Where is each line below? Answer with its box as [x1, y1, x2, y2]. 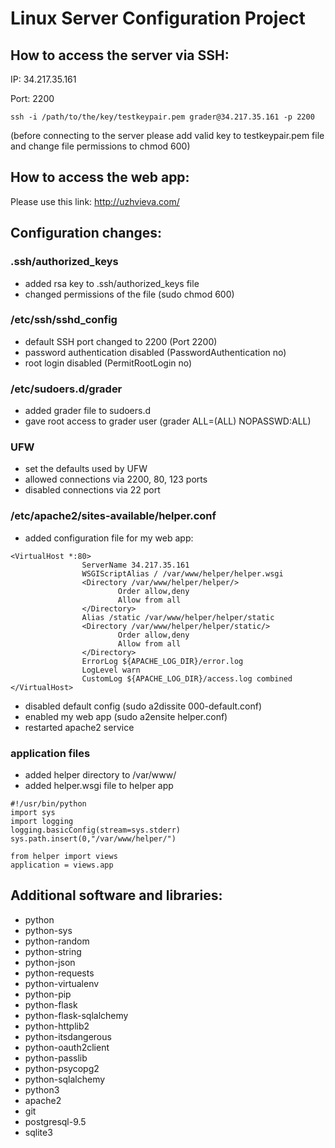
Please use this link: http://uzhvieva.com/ [10, 195, 180, 207]
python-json [24, 956, 76, 968]
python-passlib [24, 1052, 88, 1064]
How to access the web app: [10, 169, 190, 186]
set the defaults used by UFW [24, 463, 148, 475]
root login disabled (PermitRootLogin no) [24, 357, 193, 369]
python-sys [24, 924, 73, 936]
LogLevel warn [81, 665, 141, 675]
